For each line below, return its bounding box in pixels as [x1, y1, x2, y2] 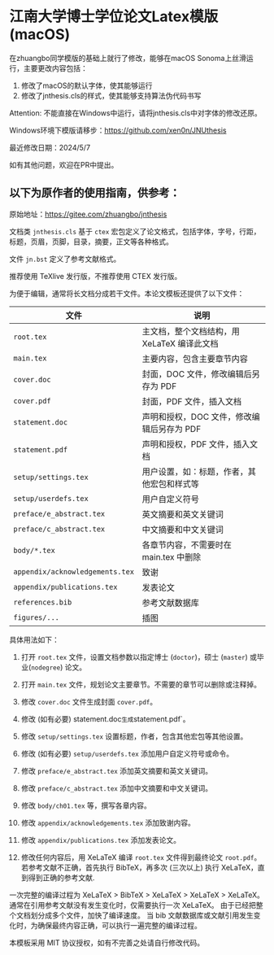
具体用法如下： [9, 634, 59, 644]
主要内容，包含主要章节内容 [141, 353, 249, 364]
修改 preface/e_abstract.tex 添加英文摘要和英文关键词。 [20, 765, 213, 775]
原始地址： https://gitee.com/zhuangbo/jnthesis [9, 209, 167, 219]
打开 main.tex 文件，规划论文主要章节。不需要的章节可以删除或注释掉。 [20, 679, 261, 689]
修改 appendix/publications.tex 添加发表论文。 [20, 835, 181, 844]
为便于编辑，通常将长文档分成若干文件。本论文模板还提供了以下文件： [9, 288, 245, 298]
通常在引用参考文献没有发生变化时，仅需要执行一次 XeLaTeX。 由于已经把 [9, 900, 257, 909]
